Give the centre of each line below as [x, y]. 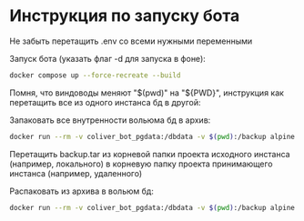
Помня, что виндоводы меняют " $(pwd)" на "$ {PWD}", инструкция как [147, 93]
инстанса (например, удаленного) [76, 173]
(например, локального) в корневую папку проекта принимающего [141, 164]
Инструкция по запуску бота [125, 16]
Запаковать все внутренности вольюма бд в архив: [110, 120]
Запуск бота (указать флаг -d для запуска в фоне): [108, 58]
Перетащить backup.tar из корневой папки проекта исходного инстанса [150, 154]
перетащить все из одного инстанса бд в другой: [106, 102]
